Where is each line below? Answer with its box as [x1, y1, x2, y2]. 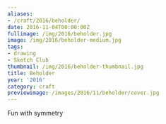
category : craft [7, 83, 55, 90]
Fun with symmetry [7, 109, 64, 118]
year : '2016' [7, 76, 46, 84]
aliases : [7, 10, 33, 18]
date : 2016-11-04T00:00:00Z [7, 23, 90, 30]
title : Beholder [7, 69, 55, 77]
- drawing [7, 50, 37, 57]
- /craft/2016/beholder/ [7, 17, 81, 24]
